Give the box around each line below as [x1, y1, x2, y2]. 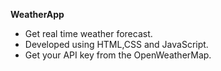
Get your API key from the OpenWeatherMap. [24, 49, 212, 61]
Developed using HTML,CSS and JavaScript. [24, 39, 209, 50]
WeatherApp [10, 9, 65, 20]
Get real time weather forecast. [24, 28, 153, 39]
